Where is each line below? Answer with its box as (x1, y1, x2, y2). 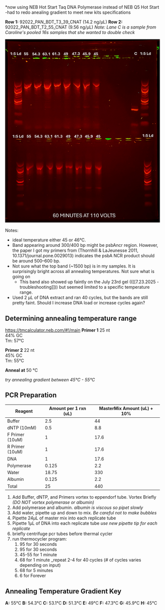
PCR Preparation (5, 391, 57, 400)
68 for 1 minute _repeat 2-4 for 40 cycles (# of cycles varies (19, 557, 141, 563)
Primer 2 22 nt (5, 347, 35, 353)
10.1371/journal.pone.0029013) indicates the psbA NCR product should (12, 253, 155, 259)
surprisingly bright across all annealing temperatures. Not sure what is (12, 269, 155, 274)
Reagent (15, 408, 33, 414)
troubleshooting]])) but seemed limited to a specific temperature (19, 284, 150, 290)
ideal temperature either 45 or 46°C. (12, 237, 86, 243)
